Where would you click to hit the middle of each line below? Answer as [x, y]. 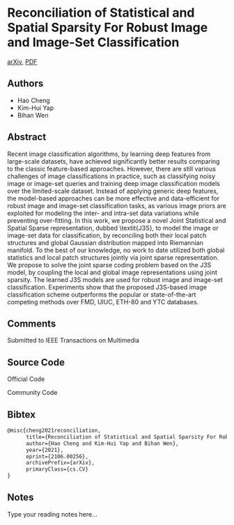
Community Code [32, 393]
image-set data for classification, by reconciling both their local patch [107, 235]
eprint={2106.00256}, [57, 456]
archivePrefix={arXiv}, [60, 463]
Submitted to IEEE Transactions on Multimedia [73, 340]
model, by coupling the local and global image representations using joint [112, 272]
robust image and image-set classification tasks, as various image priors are [117, 205]
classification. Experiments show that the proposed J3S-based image [107, 287]
